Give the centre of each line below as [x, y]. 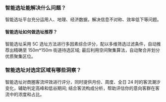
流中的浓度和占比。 [25, 94]
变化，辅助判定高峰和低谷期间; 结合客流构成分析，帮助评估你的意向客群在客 [83, 88]
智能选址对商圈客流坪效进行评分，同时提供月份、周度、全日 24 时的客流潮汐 [83, 82]
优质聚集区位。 [20, 56]
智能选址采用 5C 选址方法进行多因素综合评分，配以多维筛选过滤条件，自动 [81, 44]
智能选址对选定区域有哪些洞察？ [43, 70]
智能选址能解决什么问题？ [36, 7]
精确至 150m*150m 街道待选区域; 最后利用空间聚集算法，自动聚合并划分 [87, 50]
